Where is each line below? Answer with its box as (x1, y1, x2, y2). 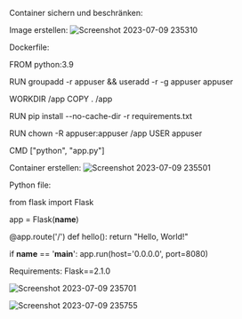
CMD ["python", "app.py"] (9, 146, 105, 156)
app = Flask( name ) (9, 214, 79, 225)
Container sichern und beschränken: (9, 8, 144, 18)
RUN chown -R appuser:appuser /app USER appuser (9, 128, 203, 139)
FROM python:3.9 (9, 60, 74, 69)
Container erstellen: (9, 163, 82, 172)
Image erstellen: (9, 25, 69, 35)
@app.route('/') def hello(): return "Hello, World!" (9, 231, 189, 242)
